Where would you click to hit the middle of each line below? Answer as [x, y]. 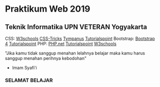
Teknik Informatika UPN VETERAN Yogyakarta [76, 27]
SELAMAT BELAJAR [29, 80]
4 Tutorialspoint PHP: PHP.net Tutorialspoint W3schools [61, 44]
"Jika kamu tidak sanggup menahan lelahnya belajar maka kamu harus [75, 53]
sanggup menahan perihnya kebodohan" [46, 58]
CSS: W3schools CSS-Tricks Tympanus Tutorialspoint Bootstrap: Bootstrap [80, 38]
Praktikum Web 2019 [48, 9]
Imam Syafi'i [24, 68]
